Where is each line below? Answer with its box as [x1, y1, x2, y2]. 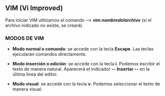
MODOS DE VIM [5, 35, 44, 42]
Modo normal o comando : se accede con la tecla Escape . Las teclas [12, 46, 154, 52]
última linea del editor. [12, 71, 58, 77]
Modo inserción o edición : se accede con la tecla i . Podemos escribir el [12, 61, 160, 67]
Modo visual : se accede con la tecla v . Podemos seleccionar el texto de [12, 81, 161, 87]
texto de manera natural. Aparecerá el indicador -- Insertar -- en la [12, 66, 150, 72]
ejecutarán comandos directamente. [12, 51, 87, 57]
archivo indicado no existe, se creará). [5, 22, 83, 28]
